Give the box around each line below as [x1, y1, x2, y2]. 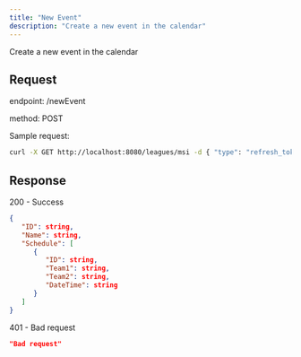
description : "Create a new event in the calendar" [9, 22, 206, 30]
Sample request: [9, 131, 70, 142]
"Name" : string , [21, 231, 82, 239]
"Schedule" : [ [21, 239, 74, 248]
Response [9, 172, 67, 188]
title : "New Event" [9, 13, 82, 22]
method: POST [9, 113, 64, 124]
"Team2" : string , [45, 273, 110, 282]
